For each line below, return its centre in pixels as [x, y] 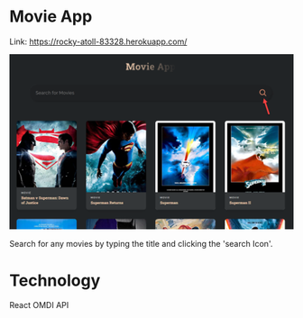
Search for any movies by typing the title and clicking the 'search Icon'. [141, 244]
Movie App [51, 17]
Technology [55, 280]
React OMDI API [39, 305]
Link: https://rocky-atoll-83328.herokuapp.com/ [98, 41]
